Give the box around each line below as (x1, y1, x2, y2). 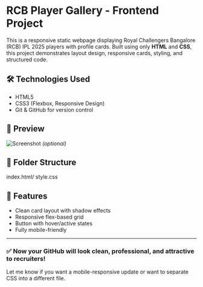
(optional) (42, 140, 66, 147)
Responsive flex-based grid (14, 213, 84, 221)
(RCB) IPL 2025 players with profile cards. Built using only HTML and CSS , (6, 43, 192, 50)
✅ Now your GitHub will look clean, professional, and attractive (6, 247, 195, 256)
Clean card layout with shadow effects (14, 207, 111, 214)
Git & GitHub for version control (14, 106, 94, 113)
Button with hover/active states (14, 220, 92, 227)
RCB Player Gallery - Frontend (6, 4, 159, 18)
